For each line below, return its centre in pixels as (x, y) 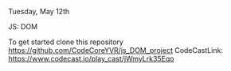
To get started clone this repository (66, 42)
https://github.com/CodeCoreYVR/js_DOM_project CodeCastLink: (115, 50)
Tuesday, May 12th (39, 11)
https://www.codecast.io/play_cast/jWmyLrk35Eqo (91, 59)
